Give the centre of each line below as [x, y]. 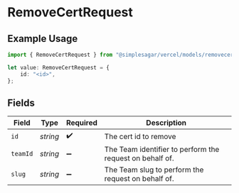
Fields [21, 103]
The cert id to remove [140, 136]
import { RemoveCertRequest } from [60, 55]
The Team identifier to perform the [162, 150]
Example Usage [43, 39]
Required [82, 123]
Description [166, 123]
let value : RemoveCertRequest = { [59, 67]
